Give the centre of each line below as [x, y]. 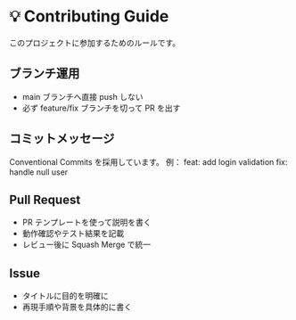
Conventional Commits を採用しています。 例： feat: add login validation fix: [148, 161]
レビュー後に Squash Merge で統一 [86, 245]
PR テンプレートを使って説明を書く [86, 222]
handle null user [39, 172]
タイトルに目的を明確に [65, 296]
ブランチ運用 [45, 74]
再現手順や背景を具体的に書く [77, 307]
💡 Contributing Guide [89, 16]
